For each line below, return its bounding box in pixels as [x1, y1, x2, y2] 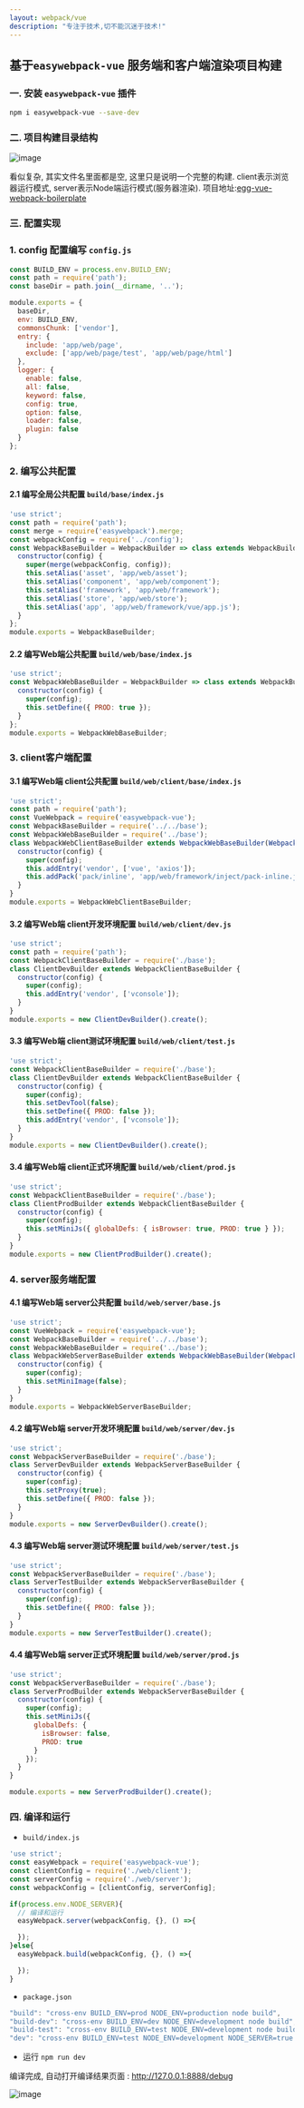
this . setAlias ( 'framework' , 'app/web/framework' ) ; [25, 585, 221, 594]
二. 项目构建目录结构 [9, 131, 99, 143]
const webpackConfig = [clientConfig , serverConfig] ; [9, 1883, 217, 1892]
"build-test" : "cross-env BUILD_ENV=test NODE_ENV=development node [9, 2025, 273, 2034]
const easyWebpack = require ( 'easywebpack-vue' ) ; [9, 1858, 201, 1868]
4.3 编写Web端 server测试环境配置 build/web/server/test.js [9, 1540, 240, 1552]
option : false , [25, 407, 83, 417]
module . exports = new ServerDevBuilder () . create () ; [9, 1519, 208, 1529]
